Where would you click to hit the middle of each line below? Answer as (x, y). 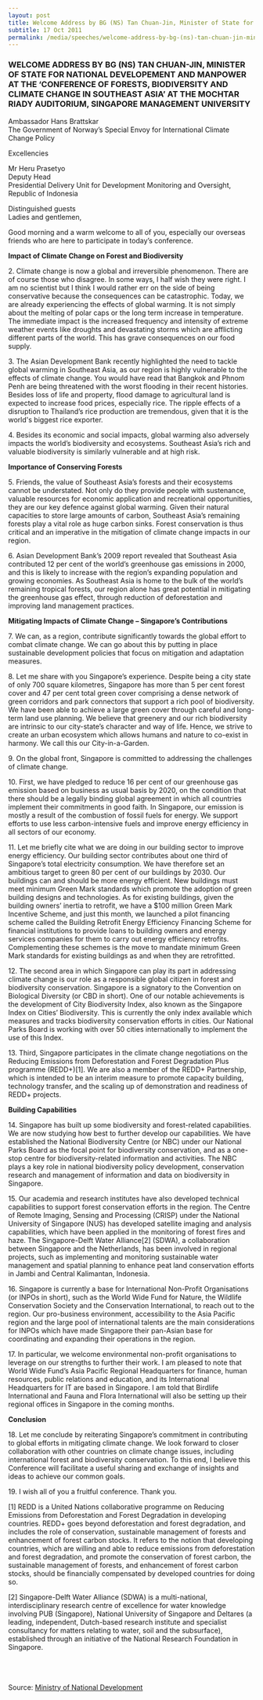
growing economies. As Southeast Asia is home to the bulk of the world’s (126, 580)
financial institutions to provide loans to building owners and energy (117, 930)
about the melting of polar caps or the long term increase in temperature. (126, 313)
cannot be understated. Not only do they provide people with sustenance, (127, 490)
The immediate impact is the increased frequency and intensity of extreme (128, 321)
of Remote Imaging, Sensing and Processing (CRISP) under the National (124, 1215)
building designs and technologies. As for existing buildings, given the (121, 897)
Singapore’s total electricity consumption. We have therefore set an (116, 864)
